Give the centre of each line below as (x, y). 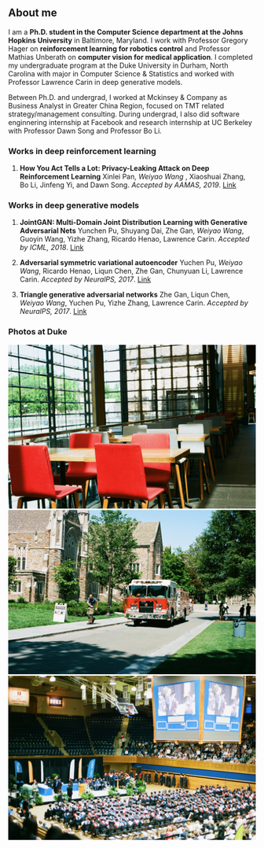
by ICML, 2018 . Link (51, 248)
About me (33, 13)
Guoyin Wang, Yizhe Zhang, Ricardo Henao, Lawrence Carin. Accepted (134, 239)
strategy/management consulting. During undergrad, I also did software (124, 114)
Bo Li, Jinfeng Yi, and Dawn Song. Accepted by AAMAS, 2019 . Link (128, 185)
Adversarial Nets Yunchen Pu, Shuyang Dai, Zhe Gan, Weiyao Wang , (132, 230)
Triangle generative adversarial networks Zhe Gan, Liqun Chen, (125, 295)
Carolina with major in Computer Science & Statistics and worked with (121, 73)
